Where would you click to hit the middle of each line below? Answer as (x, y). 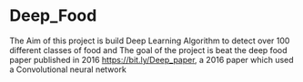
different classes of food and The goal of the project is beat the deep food (148, 50)
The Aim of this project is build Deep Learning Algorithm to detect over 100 (150, 41)
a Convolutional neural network (68, 69)
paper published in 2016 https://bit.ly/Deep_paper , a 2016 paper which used (151, 59)
